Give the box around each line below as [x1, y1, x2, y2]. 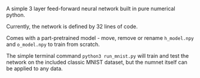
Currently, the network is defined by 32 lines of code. [6, 23, 138, 30]
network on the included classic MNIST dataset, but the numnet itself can [6, 59, 187, 65]
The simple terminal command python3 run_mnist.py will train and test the [6, 52, 189, 59]
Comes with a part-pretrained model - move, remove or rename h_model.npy [6, 35, 194, 41]
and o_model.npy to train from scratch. [6, 41, 100, 48]
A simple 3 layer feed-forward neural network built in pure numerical [6, 5, 175, 12]
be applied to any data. [6, 65, 63, 72]
